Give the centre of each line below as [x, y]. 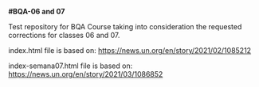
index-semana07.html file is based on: [71, 66]
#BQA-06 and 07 [37, 11]
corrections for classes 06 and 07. [64, 35]
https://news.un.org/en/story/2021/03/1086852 [86, 74]
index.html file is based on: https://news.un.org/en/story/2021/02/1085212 [130, 50]
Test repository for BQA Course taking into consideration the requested [125, 26]
